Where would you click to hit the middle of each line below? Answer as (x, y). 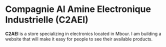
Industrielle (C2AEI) (47, 20)
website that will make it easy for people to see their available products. (79, 39)
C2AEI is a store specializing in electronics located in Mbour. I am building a (83, 33)
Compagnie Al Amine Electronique (78, 9)
